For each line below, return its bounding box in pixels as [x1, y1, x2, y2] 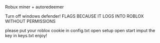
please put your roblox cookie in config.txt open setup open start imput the [5, 28, 156, 33]
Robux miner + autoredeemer [5, 4, 64, 10]
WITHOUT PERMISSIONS [5, 19, 56, 24]
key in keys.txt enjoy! [5, 33, 48, 38]
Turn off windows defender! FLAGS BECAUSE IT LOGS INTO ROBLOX [5, 13, 144, 19]
